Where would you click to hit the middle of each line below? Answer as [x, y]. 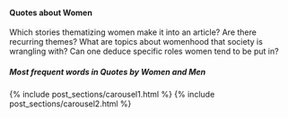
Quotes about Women [51, 13]
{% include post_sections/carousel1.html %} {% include [112, 95]
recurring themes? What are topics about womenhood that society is [136, 42]
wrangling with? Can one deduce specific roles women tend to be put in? [144, 51]
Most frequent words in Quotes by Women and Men [108, 72]
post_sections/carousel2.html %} [70, 104]
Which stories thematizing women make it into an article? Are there [133, 32]
